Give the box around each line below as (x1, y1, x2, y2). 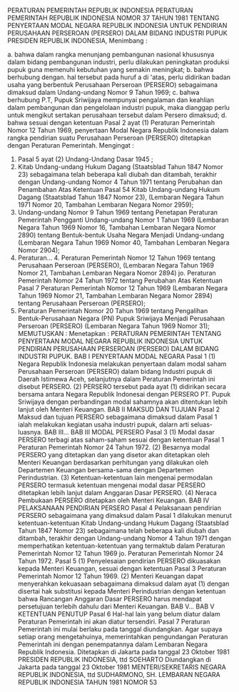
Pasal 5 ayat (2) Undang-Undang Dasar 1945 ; (17, 155, 153, 163)
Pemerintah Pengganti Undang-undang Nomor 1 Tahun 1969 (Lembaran (17, 215, 229, 224)
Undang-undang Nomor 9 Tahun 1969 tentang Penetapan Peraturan (17, 208, 218, 216)
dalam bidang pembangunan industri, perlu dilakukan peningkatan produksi (7, 58, 230, 66)
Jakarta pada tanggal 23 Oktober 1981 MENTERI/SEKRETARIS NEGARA (17, 663, 226, 671)
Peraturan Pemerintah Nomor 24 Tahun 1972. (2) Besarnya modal (17, 443, 210, 452)
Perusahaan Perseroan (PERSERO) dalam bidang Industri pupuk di (17, 367, 213, 375)
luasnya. (17, 428, 43, 436)
